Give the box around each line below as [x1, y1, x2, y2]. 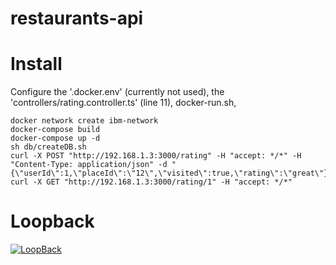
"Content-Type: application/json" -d [10, 160, 168, 170]
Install [10, 53, 63, 76]
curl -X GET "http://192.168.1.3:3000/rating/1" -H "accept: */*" [10, 177, 293, 187]
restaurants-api [10, 7, 144, 30]
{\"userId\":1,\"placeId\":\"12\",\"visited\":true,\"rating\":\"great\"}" [10, 168, 333, 179]
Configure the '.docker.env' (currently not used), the [10, 86, 225, 98]
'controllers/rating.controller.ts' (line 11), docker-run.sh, [10, 97, 237, 109]
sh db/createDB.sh [10, 142, 87, 152]
